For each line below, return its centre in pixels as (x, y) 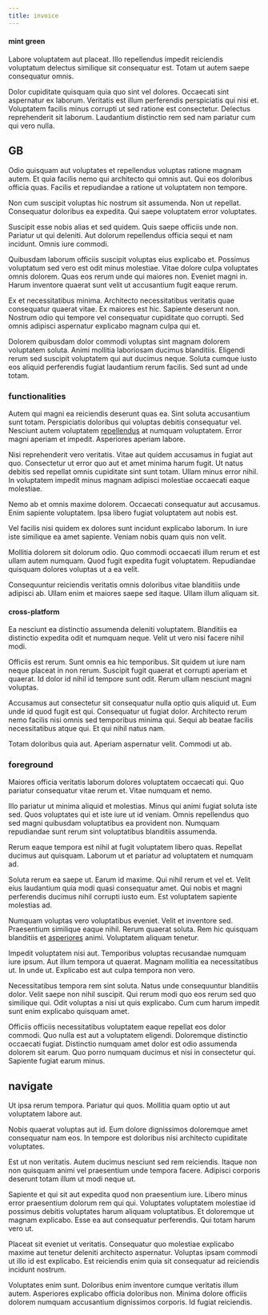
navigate (31, 1086)
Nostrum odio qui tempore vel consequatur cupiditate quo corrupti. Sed (126, 317)
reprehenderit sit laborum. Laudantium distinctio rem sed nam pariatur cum (132, 117)
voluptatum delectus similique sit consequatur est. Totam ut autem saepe (129, 67)
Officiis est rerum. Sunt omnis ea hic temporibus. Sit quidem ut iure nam (127, 662)
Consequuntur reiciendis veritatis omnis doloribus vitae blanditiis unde (124, 585)
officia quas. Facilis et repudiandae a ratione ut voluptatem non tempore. (128, 187)
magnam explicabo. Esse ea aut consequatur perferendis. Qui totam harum (132, 1220)
